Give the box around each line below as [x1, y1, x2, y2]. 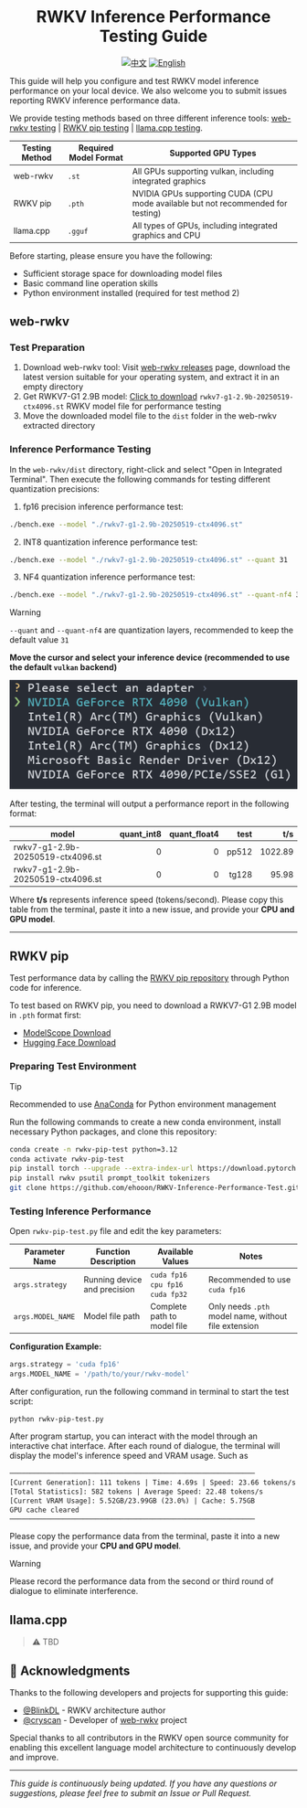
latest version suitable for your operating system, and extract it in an [22, 372, 281, 383]
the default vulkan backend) [9, 662, 118, 673]
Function [95, 1246, 131, 1257]
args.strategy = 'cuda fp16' [9, 1359, 121, 1368]
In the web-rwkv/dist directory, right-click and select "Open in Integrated [9, 463, 283, 474]
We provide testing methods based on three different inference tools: [9, 112, 270, 123]
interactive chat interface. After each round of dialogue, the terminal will [9, 1441, 281, 1452]
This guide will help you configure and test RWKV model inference [9, 75, 259, 86]
